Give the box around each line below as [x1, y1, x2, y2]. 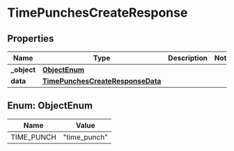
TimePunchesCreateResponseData [42, 77, 162, 86]
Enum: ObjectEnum [7, 100, 93, 112]
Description [168, 54, 208, 63]
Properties [7, 33, 54, 45]
